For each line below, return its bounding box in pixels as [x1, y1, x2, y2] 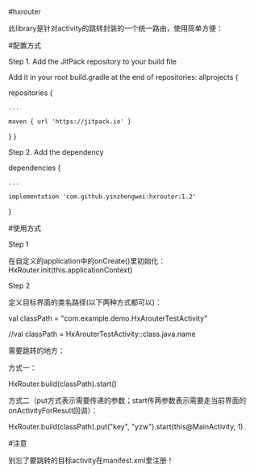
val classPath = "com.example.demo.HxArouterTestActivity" [8, 313, 208, 323]
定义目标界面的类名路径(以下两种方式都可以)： [8, 297, 163, 307]
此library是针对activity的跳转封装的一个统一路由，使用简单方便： [8, 23, 223, 33]
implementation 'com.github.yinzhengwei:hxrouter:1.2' [8, 193, 197, 201]
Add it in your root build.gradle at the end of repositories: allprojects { [8, 73, 239, 81]
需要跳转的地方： [8, 346, 65, 355]
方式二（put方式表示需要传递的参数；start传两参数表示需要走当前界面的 [8, 396, 247, 405]
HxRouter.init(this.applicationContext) [8, 265, 133, 275]
